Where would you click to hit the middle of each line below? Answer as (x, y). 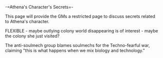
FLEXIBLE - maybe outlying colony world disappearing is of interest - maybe (81, 31)
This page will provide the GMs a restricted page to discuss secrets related (80, 16)
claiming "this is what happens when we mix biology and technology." (75, 51)
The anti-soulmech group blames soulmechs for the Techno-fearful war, (77, 45)
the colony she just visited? (32, 36)
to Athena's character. (27, 22)
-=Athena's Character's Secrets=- (39, 7)
